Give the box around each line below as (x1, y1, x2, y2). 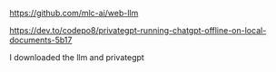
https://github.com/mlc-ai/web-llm (9, 8, 139, 18)
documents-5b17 (9, 35, 73, 45)
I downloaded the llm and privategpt (9, 52, 145, 62)
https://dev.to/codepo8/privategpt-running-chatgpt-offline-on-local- (9, 25, 267, 35)
